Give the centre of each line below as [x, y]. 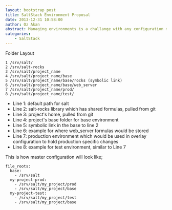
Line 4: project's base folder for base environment [66, 120]
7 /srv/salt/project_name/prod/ [40, 89]
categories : [18, 34]
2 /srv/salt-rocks [25, 67]
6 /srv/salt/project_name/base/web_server [51, 85]
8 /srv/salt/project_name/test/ [40, 94]
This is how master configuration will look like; [54, 157]
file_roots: [18, 166]
